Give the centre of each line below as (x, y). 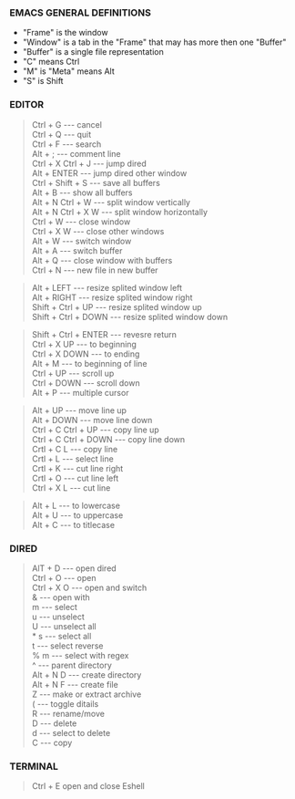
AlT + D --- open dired (74, 568)
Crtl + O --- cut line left (75, 478)
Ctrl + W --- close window (81, 222)
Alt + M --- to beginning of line (89, 363)
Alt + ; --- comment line (76, 153)
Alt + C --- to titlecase (73, 524)
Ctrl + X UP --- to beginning (84, 344)
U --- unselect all (64, 626)
